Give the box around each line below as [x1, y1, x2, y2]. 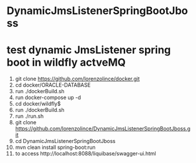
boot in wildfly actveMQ [6, 56, 126, 69]
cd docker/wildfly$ [15, 100, 61, 107]
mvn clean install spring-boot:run [15, 144, 96, 151]
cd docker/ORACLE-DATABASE [15, 81, 91, 89]
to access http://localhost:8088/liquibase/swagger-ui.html [15, 150, 156, 157]
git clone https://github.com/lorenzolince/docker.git [15, 75, 140, 83]
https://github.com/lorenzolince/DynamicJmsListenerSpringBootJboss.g [15, 125, 191, 133]
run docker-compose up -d [15, 94, 82, 101]
